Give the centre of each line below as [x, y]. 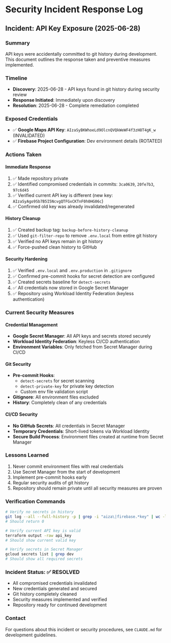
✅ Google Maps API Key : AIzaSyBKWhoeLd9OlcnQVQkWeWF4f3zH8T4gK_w [84, 130]
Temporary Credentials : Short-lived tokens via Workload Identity [81, 431]
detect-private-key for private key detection [67, 386]
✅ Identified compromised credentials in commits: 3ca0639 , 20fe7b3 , [83, 184]
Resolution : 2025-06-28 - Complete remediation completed [76, 105]
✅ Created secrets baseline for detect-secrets [62, 282]
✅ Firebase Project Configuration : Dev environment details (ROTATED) [88, 141]
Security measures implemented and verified [60, 600]
